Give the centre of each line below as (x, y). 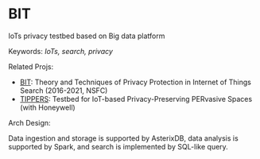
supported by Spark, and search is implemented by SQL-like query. (118, 146)
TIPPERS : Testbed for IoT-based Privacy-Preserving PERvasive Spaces (136, 99)
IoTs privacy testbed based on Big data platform (87, 36)
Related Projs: (31, 66)
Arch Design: (29, 122)
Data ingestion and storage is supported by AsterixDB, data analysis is (123, 138)
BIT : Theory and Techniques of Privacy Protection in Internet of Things (136, 82)
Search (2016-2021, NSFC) (64, 90)
